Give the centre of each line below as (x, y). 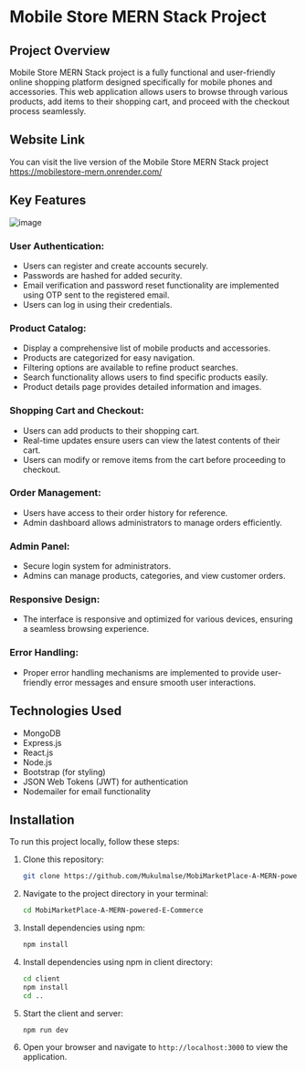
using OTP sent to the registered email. (96, 295)
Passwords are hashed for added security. (102, 275)
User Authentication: (57, 246)
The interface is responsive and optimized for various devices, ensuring (158, 619)
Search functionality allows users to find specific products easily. (145, 377)
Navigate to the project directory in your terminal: (115, 894)
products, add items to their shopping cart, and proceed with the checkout (150, 101)
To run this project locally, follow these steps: (95, 842)
